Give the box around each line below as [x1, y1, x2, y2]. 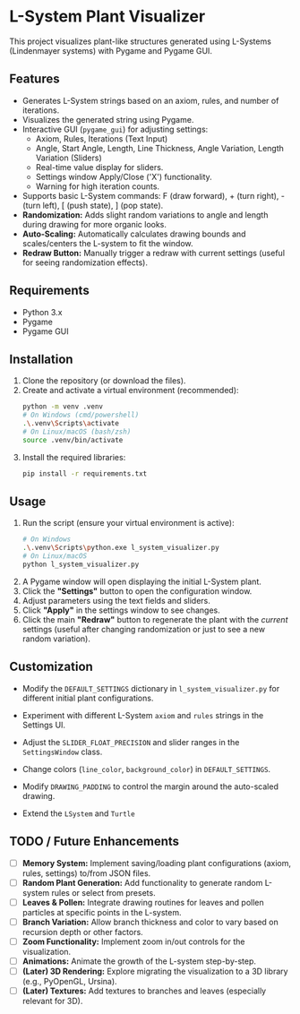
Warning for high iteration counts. [35, 181, 159, 192]
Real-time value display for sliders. [35, 161, 164, 172]
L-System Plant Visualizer [9, 6, 206, 27]
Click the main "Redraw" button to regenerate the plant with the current [21, 614, 288, 624]
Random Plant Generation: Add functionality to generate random [21, 877, 263, 888]
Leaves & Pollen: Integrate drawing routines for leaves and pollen [21, 897, 264, 907]
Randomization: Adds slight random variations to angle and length [21, 209, 269, 220]
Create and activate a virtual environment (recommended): [21, 385, 239, 396]
